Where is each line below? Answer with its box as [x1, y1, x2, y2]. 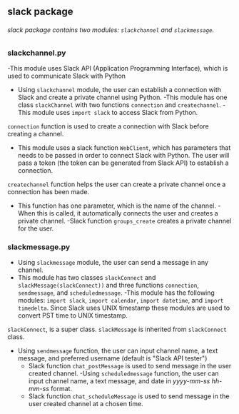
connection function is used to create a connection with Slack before [7, 121, 209, 131]
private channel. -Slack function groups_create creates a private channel [17, 216, 232, 225]
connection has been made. [7, 187, 90, 196]
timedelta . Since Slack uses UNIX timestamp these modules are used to [17, 303, 230, 313]
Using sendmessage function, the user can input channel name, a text [17, 346, 218, 355]
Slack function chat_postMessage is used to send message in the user [28, 362, 232, 370]
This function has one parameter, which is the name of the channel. [17, 201, 216, 210]
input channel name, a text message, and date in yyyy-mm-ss [28, 377, 210, 385]
